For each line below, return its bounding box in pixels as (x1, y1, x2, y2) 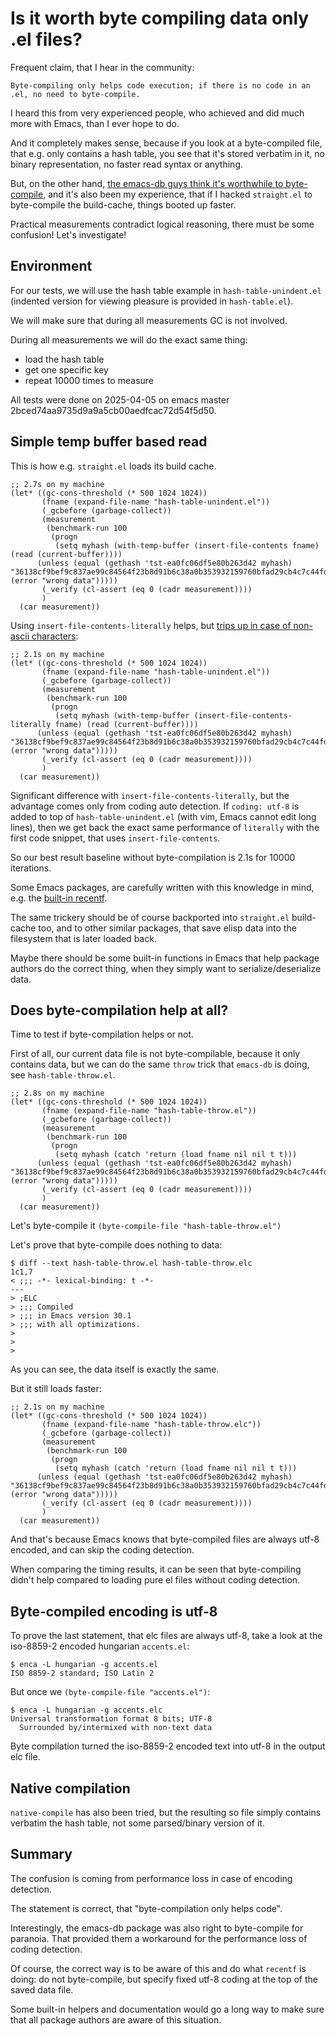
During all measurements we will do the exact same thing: (10, 333, 248, 346)
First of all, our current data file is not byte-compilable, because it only (10, 1048, 301, 1060)
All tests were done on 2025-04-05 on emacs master (10, 393, 230, 406)
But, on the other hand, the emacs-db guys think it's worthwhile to (10, 177, 284, 189)
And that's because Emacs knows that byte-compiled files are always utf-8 (10, 1533, 320, 1546)
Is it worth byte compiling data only (10, 7, 310, 30)
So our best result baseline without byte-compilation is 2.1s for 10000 (10, 851, 296, 863)
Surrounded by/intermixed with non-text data (19, 1723, 213, 1733)
